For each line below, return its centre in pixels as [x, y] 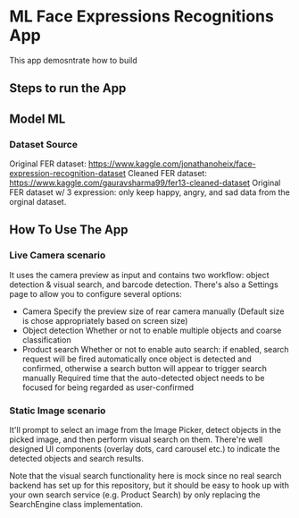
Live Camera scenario [58, 255]
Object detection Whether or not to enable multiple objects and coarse [152, 330]
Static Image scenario [58, 411]
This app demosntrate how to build [74, 60]
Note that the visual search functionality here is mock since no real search [145, 476]
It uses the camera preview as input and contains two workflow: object [139, 275]
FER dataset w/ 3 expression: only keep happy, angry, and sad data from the [149, 192]
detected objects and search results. [77, 459]
